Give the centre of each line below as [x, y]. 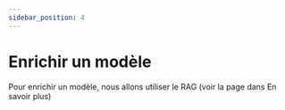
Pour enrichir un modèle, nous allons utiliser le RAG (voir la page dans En [142, 87]
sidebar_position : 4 [47, 17]
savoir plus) [30, 96]
